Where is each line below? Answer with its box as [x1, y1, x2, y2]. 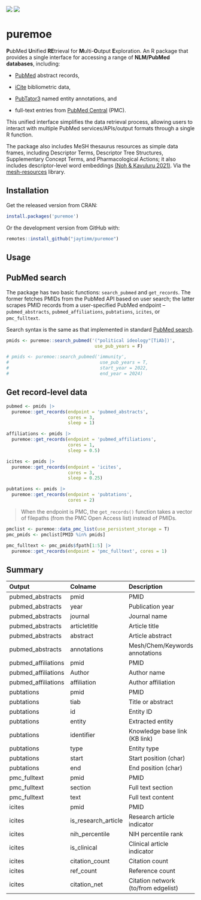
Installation [6, 186, 49, 196]
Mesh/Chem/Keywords [128, 642, 193, 650]
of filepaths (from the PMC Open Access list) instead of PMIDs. [20, 514, 177, 521]
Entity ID [128, 708, 153, 716]
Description [128, 583, 163, 591]
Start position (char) [128, 754, 185, 762]
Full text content [128, 793, 174, 801]
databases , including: [6, 60, 60, 67]
